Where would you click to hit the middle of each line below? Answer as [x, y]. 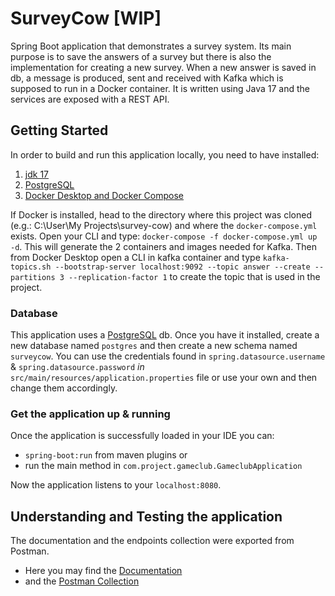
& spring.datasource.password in [77, 367]
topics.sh [31, 267]
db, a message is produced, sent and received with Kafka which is [147, 78]
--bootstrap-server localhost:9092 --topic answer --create [182, 267]
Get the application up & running [90, 414]
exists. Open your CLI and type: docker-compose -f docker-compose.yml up [164, 236]
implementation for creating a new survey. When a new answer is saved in [163, 67]
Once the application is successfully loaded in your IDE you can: [142, 436]
